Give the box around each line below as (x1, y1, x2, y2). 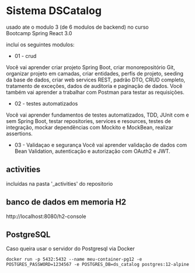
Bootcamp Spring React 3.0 (6, 29, 72, 36)
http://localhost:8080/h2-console (6, 213, 86, 220)
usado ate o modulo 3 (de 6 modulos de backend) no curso (6, 23, 149, 30)
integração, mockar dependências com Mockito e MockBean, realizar (6, 124, 173, 131)
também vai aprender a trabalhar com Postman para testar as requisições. (6, 88, 185, 95)
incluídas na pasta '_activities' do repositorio (6, 180, 113, 187)
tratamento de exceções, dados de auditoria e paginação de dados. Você (6, 82, 183, 89)
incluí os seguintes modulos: (6, 41, 75, 48)
